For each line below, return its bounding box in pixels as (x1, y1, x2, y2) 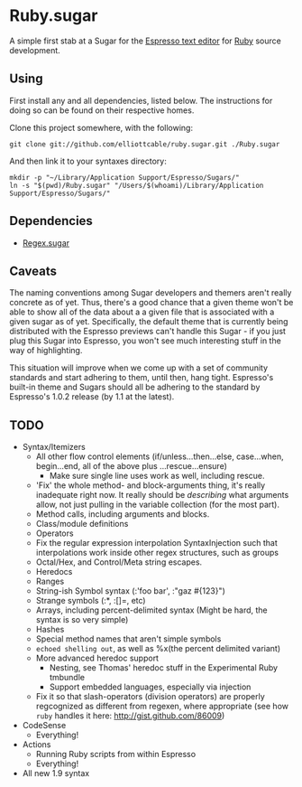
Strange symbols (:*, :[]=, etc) (35, 595, 146, 606)
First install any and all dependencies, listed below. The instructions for (9, 95, 273, 106)
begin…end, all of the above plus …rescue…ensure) (35, 461, 227, 472)
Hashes (35, 624, 65, 635)
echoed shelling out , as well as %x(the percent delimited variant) (35, 643, 281, 654)
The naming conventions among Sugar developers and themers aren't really (9, 287, 292, 298)
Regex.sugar (22, 237, 70, 248)
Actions (22, 739, 51, 750)
